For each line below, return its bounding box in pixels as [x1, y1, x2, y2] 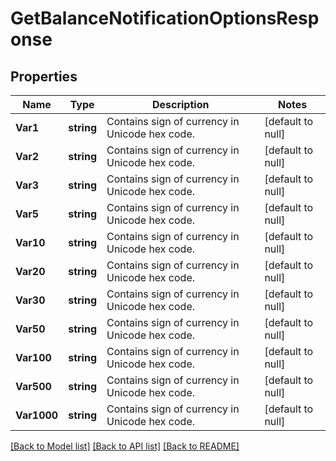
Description [151, 98, 210, 111]
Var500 [15, 380, 52, 393]
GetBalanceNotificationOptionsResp [10, 7, 320, 30]
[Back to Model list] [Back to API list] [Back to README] [10, 440, 240, 452]
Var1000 [15, 408, 59, 422]
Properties [10, 68, 78, 85]
